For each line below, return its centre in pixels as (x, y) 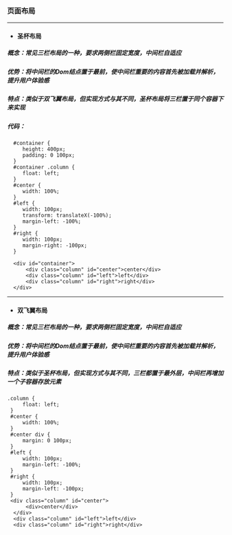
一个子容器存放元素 (34, 381)
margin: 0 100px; (47, 441)
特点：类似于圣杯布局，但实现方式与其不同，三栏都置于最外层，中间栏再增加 (115, 373)
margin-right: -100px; (55, 245)
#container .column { (44, 167)
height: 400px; (44, 149)
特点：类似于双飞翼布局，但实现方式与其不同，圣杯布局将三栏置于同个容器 (112, 99)
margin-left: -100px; (53, 489)
